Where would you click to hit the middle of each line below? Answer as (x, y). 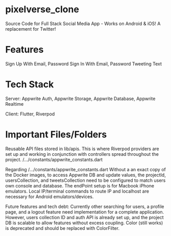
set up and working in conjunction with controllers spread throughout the (82, 154)
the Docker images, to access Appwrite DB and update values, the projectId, (86, 175)
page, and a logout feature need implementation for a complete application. (85, 212)
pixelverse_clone (42, 9)
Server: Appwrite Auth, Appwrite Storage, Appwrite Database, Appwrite (80, 99)
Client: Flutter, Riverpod (30, 114)
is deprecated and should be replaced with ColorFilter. (63, 228)
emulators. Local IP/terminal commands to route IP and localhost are (77, 191)
